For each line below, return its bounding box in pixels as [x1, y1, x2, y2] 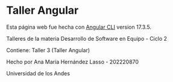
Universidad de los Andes [6, 69, 71, 77]
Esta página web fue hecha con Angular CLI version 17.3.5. [6, 23, 152, 31]
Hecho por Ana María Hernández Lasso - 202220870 [6, 58, 139, 65]
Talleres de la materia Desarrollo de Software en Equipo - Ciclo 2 [6, 35, 168, 42]
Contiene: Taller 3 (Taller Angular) [6, 46, 90, 54]
